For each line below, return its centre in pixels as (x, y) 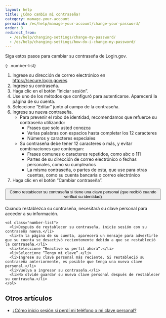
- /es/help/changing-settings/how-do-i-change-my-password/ (73, 42)
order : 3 (14, 28)
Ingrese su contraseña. (36, 86)
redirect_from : (21, 33)
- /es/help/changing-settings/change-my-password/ (63, 38)
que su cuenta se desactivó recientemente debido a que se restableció (80, 240)
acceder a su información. (32, 214)
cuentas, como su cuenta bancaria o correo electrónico (83, 175)
